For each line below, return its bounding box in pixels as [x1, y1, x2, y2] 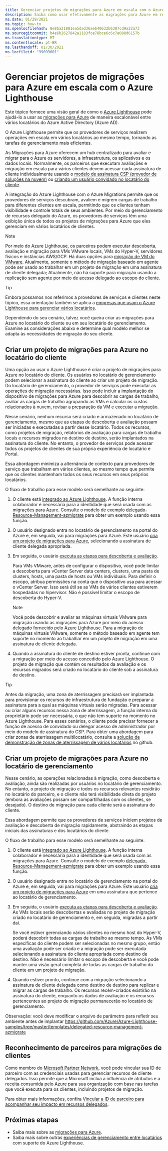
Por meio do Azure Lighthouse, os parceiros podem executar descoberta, [5, 243, 156, 249]
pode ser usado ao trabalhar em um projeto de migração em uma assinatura [5, 264, 162, 270]
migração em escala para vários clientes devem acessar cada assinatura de [5, 166, 161, 172]
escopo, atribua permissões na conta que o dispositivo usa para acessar [12, 579, 162, 585]
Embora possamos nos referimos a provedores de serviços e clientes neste [5, 294, 161, 300]
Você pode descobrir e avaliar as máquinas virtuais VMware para [12, 614, 147, 620]
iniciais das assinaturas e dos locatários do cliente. [5, 828, 110, 834]
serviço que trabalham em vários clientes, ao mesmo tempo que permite [5, 466, 155, 472]
